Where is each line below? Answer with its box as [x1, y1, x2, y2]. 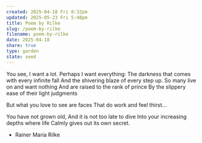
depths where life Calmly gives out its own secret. [6, 119, 130, 127]
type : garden [6, 48, 39, 54]
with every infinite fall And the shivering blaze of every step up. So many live [6, 77, 197, 84]
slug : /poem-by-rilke [6, 25, 61, 32]
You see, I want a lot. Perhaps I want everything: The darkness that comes [6, 70, 191, 77]
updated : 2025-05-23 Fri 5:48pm [6, 14, 87, 21]
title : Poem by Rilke [6, 20, 61, 26]
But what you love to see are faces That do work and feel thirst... [6, 101, 167, 109]
